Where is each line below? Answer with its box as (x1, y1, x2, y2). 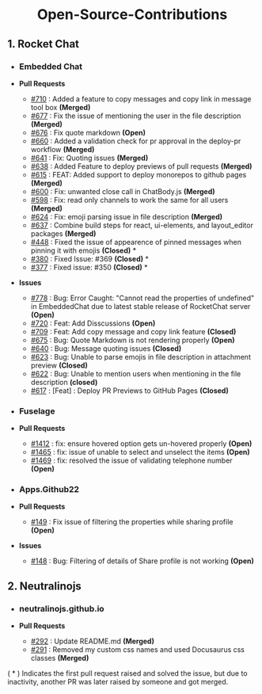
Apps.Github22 (18, 484, 80, 495)
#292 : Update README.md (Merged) (30, 636, 155, 646)
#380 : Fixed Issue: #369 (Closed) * (30, 254, 150, 263)
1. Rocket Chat (7, 37, 80, 51)
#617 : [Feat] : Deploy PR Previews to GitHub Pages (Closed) (30, 386, 229, 395)
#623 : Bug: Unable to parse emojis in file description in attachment (30, 352, 251, 361)
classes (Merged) (30, 654, 89, 663)
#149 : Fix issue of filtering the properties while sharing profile (30, 517, 234, 527)
